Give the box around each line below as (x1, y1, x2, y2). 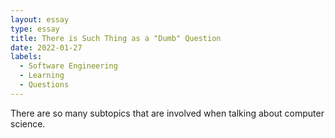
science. (10, 117, 46, 130)
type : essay (10, 24, 60, 34)
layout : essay (10, 14, 70, 25)
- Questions (19, 80, 70, 90)
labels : (10, 52, 43, 62)
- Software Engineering (19, 61, 118, 71)
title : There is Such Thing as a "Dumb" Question (10, 33, 222, 43)
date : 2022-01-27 (10, 42, 83, 53)
